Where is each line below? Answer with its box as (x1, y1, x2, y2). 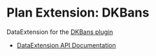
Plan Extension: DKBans (6, 5, 150, 21)
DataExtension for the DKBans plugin (6, 28, 113, 36)
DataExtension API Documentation (16, 41, 116, 49)
